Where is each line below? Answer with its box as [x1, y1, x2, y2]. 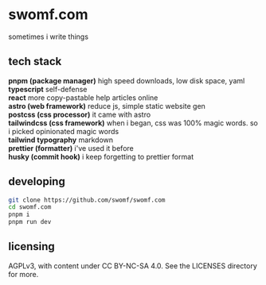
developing [8, 175, 65, 188]
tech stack [8, 55, 62, 68]
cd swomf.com [8, 203, 52, 211]
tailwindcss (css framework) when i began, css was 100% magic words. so [8, 117, 259, 128]
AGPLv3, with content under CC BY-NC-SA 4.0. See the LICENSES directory [8, 260, 257, 271]
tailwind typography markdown [8, 135, 114, 144]
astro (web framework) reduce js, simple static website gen [8, 101, 205, 110]
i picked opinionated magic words [8, 126, 119, 136]
